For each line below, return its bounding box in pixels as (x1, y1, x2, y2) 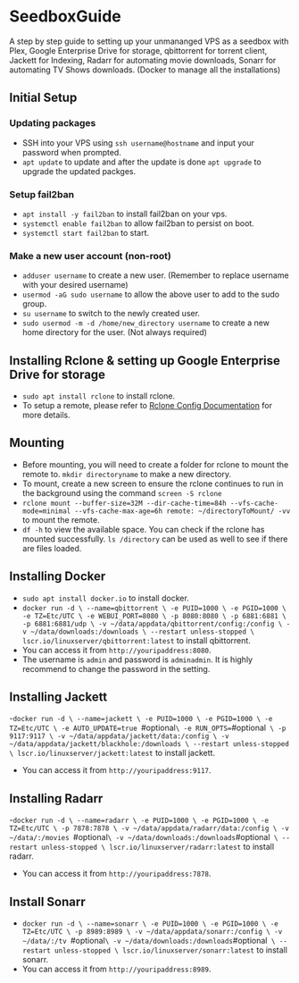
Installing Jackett (9, 690, 108, 705)
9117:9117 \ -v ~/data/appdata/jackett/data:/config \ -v (9, 732, 229, 741)
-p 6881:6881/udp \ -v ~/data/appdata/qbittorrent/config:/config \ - (21, 619, 291, 628)
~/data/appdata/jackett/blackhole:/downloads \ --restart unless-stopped (9, 740, 290, 749)
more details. (21, 409, 71, 421)
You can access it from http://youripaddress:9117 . (21, 765, 212, 776)
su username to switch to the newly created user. (21, 308, 201, 319)
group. (21, 298, 47, 309)
